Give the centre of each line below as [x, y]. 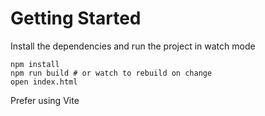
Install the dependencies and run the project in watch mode [133, 46]
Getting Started [76, 18]
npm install [35, 64]
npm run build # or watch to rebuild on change [111, 73]
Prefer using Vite [45, 100]
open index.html [44, 82]
